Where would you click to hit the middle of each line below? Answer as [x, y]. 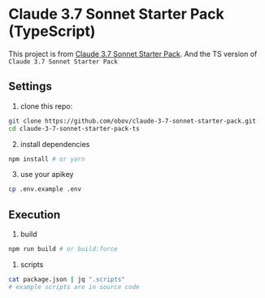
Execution [35, 215]
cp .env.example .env [45, 189]
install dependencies [55, 144]
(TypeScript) [52, 31]
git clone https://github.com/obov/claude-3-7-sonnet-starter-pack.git [132, 121]
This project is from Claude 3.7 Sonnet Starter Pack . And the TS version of [133, 54]
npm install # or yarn [47, 159]
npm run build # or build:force [63, 249]
